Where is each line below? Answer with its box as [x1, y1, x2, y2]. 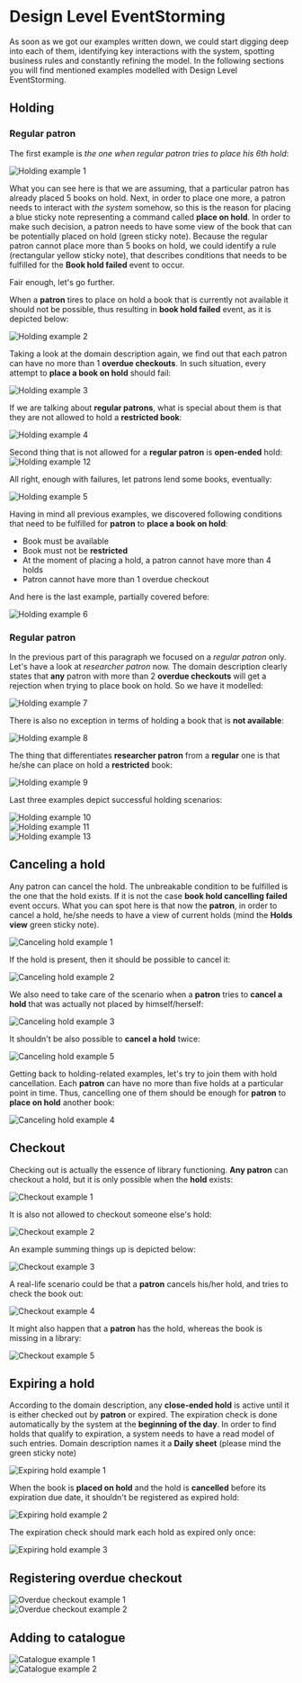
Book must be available [22, 535, 110, 546]
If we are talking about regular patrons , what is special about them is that [9, 402, 281, 413]
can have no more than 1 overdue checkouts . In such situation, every [9, 357, 267, 368]
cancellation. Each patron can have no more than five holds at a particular [9, 1077, 284, 1088]
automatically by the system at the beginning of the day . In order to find [9, 1419, 277, 1430]
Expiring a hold [9, 1375, 95, 1391]
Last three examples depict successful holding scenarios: [9, 794, 223, 805]
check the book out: [9, 1288, 84, 1299]
